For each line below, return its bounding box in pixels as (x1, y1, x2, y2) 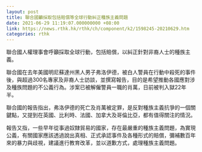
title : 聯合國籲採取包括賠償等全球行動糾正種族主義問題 (6, 14, 128, 20)
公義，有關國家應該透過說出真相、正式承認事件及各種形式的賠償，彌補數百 (6, 132, 191, 139)
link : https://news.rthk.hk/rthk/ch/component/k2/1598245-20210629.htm (6, 25, 189, 32)
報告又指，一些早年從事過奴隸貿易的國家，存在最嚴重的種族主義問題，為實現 (6, 124, 196, 132)
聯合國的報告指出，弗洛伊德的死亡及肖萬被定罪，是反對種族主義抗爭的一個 (6, 104, 191, 111)
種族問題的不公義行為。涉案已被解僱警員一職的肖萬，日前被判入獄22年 (11, 84, 187, 91)
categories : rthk (6, 31, 50, 37)
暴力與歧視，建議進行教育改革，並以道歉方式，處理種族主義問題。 (16, 139, 180, 147)
